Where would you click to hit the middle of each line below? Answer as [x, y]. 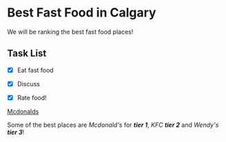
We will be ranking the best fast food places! [70, 32]
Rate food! [32, 97]
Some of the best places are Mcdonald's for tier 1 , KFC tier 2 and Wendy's [113, 125]
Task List [27, 53]
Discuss [28, 83]
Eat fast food [35, 70]
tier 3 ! [16, 132]
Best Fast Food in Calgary [82, 13]
